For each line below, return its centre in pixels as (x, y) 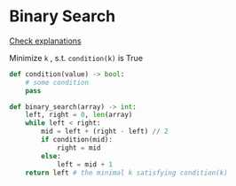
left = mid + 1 (85, 164)
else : (51, 156)
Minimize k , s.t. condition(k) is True (76, 58)
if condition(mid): (77, 140)
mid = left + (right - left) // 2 (105, 132)
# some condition (57, 82)
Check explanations (45, 41)
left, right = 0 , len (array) (79, 115)
